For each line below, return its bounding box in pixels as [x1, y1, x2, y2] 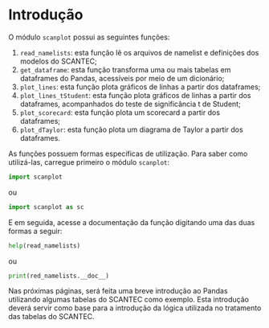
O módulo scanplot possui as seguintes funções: [8, 32, 170, 42]
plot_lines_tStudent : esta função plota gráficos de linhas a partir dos [19, 90, 251, 100]
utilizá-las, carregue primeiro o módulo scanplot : [8, 157, 170, 166]
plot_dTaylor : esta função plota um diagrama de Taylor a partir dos [19, 125, 243, 134]
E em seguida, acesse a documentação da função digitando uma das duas [8, 217, 255, 227]
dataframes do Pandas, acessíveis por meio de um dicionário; [19, 73, 225, 83]
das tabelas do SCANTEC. [8, 312, 95, 322]
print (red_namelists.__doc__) [8, 272, 110, 280]
